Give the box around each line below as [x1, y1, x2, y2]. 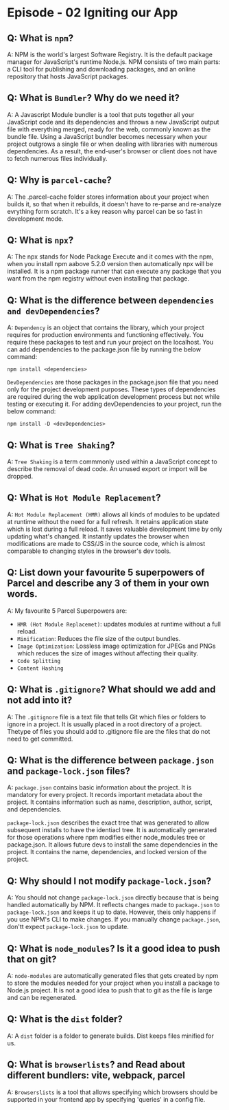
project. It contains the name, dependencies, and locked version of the [7, 848, 207, 856]
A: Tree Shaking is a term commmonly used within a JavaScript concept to [7, 457, 217, 466]
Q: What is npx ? [7, 235, 74, 246]
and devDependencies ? [7, 305, 100, 317]
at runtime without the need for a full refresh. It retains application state [7, 517, 209, 525]
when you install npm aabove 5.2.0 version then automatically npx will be [7, 260, 214, 268]
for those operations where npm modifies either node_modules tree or [7, 834, 206, 842]
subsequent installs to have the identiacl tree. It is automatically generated [7, 826, 217, 834]
